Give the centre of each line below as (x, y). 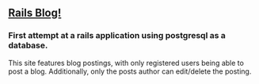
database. (28, 45)
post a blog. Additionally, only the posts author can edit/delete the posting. (130, 71)
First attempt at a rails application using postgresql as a (117, 36)
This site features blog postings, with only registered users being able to (126, 63)
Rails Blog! (35, 13)
